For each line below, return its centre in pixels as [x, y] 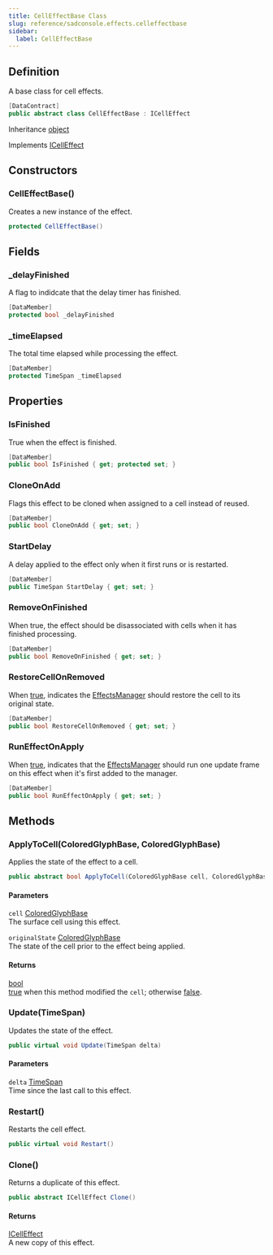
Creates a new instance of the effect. [70, 211]
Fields [24, 252]
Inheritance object [39, 129]
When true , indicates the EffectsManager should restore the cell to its [125, 695]
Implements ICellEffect [46, 145]
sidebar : [23, 31]
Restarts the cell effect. [48, 1129]
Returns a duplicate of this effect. [64, 1183]
